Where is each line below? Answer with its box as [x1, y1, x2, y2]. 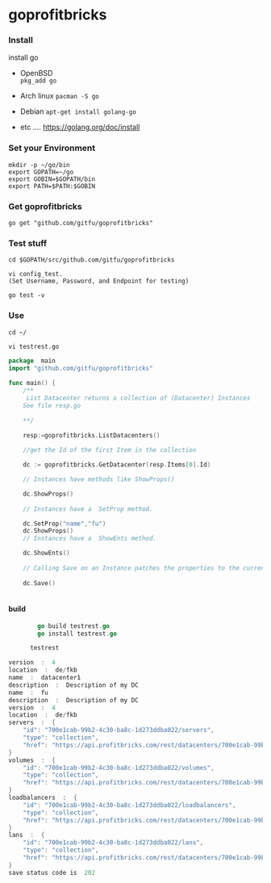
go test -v [8, 291, 45, 299]
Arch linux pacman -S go [19, 91, 99, 101]
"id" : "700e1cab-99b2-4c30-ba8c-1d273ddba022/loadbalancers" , [23, 801, 236, 809]
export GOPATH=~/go [8, 168, 74, 176]
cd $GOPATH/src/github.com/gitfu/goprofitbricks [8, 256, 175, 264]
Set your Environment [8, 143, 96, 154]
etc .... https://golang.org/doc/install [19, 123, 140, 132]
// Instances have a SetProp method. [23, 504, 153, 513]
